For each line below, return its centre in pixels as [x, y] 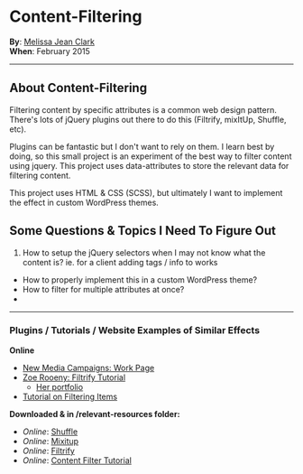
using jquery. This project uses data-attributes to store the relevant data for [149, 165]
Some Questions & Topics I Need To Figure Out [143, 231]
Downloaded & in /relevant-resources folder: [95, 414]
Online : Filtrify [48, 451]
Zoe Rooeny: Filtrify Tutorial [74, 377]
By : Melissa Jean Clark [52, 42]
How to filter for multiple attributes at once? [103, 289]
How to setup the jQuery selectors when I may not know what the [144, 252]
